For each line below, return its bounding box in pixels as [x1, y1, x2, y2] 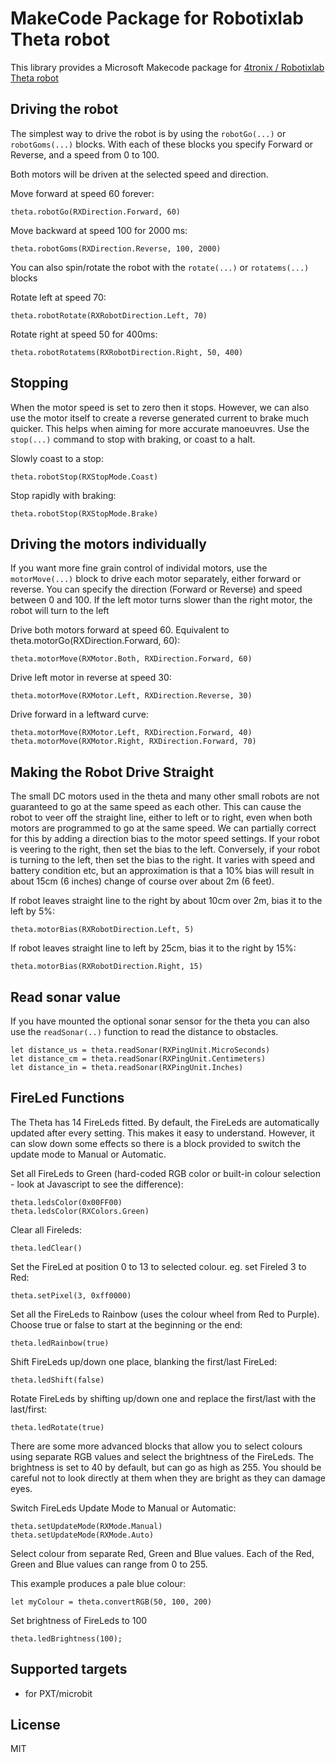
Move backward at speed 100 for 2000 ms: [10, 224, 188, 236]
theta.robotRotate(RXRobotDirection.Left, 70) [10, 310, 208, 321]
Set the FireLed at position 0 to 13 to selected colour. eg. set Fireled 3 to [10, 1260, 307, 1272]
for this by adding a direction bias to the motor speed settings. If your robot [10, 833, 320, 845]
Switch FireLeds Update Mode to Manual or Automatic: [10, 1502, 237, 1514]
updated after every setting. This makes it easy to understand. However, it [10, 1127, 315, 1139]
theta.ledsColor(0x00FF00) [10, 1197, 123, 1207]
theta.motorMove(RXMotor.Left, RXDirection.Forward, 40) [10, 728, 253, 738]
